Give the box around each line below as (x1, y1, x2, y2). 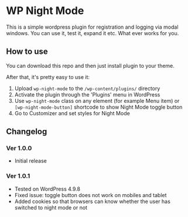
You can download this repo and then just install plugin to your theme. (6, 62, 175, 69)
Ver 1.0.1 (6, 172, 30, 180)
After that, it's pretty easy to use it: (6, 73, 90, 80)
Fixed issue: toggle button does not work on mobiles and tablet (14, 191, 167, 198)
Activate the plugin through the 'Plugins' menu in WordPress (14, 91, 160, 98)
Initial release (14, 157, 47, 164)
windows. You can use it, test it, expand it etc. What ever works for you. (6, 29, 179, 36)
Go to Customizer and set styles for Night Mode (14, 109, 130, 116)
